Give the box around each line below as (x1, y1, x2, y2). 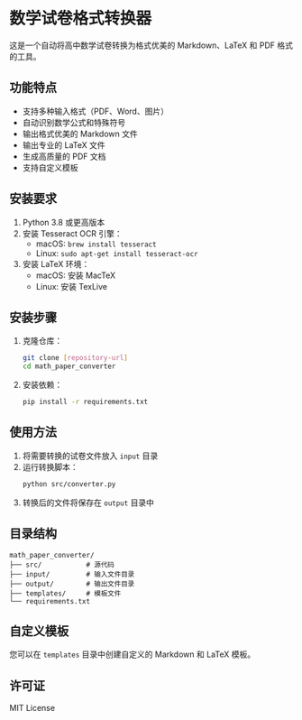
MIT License (9, 703, 56, 714)
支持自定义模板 (22, 162, 78, 172)
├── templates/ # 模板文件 (9, 588, 122, 598)
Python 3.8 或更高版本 (22, 217, 105, 227)
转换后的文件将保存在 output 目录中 (22, 497, 155, 508)
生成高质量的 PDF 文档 (22, 151, 106, 162)
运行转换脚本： (22, 461, 78, 472)
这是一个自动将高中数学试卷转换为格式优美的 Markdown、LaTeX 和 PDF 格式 (9, 40, 293, 51)
